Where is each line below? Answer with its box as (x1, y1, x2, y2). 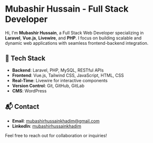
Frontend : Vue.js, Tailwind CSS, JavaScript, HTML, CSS (12, 72, 124, 78)
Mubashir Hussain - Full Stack (5, 3, 129, 15)
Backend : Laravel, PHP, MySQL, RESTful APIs (12, 67, 104, 73)
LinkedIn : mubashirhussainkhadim (12, 123, 82, 129)
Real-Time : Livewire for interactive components (12, 77, 108, 83)
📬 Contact (5, 103, 39, 111)
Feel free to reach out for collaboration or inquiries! (5, 132, 107, 138)
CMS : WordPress (12, 88, 47, 93)
